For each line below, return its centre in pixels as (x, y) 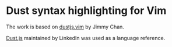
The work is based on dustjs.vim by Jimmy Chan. (65, 27)
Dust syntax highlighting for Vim (86, 11)
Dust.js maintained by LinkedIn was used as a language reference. (86, 38)
